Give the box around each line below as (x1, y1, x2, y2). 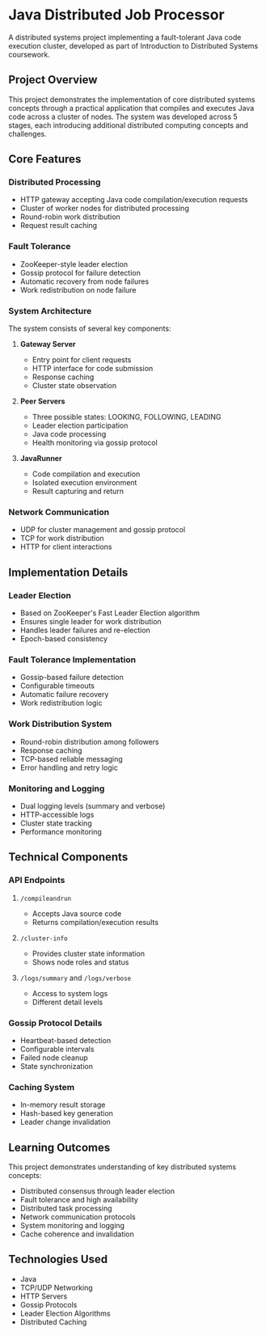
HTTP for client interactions (19, 542, 112, 551)
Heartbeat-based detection (19, 1035, 112, 1045)
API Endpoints (8, 875, 65, 886)
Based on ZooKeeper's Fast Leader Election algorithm (19, 608, 201, 618)
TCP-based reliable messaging (19, 754, 123, 763)
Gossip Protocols (19, 1299, 78, 1309)
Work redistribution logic (19, 698, 103, 708)
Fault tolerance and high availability (19, 1195, 139, 1204)
